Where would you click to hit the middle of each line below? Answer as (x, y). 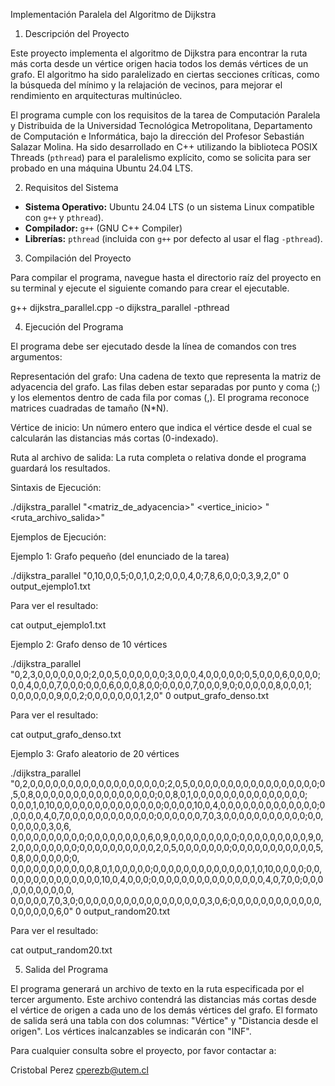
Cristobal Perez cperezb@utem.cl (79, 1070)
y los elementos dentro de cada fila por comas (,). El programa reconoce (160, 397)
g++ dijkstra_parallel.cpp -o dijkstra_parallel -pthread (120, 307)
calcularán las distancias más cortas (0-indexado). (114, 438)
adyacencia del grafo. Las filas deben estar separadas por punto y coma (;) (165, 387)
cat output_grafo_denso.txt (66, 734)
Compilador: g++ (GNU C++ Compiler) (103, 228)
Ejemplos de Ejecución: (58, 537)
